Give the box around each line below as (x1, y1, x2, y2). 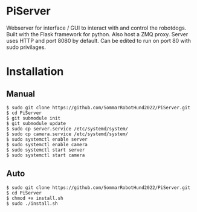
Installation (6, 65, 64, 79)
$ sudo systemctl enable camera (6, 141, 88, 147)
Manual (6, 89, 35, 99)
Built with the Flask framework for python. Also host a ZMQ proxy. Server (6, 30, 189, 37)
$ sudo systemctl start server (6, 147, 85, 153)
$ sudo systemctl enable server (6, 136, 88, 143)
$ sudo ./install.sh (6, 201, 59, 207)
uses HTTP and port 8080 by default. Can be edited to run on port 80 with (6, 37, 192, 44)
